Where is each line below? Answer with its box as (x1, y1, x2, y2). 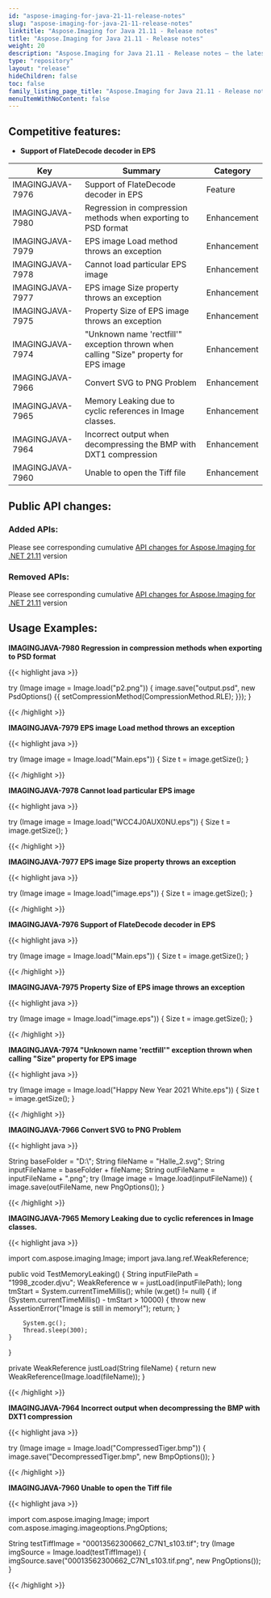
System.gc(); (23, 1319, 67, 1327)
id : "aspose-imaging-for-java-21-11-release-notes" (8, 11, 186, 20)
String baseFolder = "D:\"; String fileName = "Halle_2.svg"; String (8, 1156, 225, 1166)
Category (213, 165, 252, 176)
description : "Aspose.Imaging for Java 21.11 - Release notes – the (8, 49, 244, 57)
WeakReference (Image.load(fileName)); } (8, 1371, 145, 1381)
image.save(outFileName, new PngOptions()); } (8, 1182, 165, 1192)
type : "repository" (8, 57, 74, 66)
